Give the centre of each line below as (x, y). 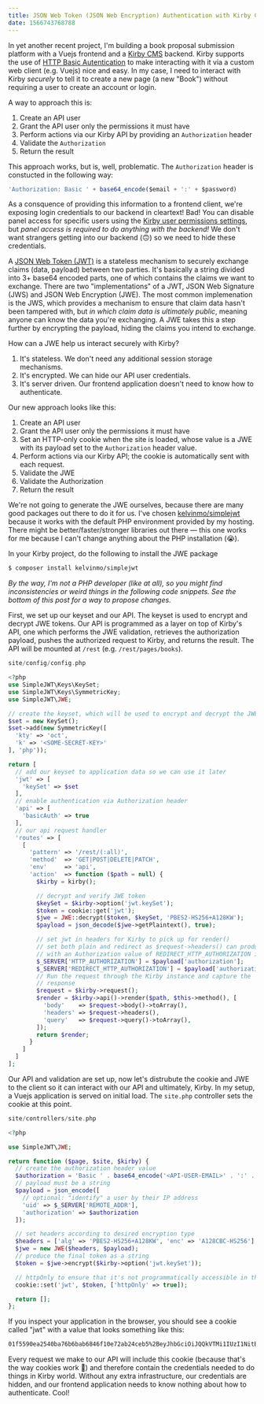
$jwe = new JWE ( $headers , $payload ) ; (77, 1249)
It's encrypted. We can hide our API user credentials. (105, 376)
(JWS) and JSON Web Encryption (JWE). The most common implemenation (130, 295)
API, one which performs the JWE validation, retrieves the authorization (124, 632)
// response (56, 983)
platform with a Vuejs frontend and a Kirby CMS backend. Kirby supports (126, 54)
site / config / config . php (47, 663)
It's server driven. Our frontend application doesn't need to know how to (136, 384)
